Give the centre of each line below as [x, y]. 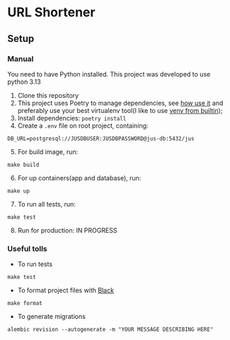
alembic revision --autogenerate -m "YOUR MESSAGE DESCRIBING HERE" [110, 330]
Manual [21, 59]
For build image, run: [48, 152]
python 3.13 [24, 82]
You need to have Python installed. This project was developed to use [109, 74]
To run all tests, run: [47, 204]
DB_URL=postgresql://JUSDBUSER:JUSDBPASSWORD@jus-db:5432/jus [101, 138]
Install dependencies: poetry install [72, 118]
